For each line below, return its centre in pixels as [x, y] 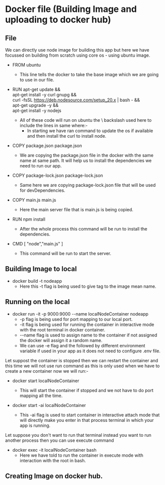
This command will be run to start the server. [65, 253]
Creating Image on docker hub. [54, 476]
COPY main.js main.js [34, 200]
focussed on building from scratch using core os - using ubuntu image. [78, 55]
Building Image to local [41, 269]
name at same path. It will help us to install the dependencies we [86, 161]
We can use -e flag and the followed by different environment [82, 345]
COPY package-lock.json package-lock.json [57, 175]
